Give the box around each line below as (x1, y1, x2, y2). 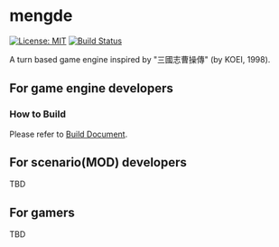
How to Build (9, 108, 66, 120)
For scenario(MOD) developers (9, 155, 188, 170)
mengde (9, 5, 73, 26)
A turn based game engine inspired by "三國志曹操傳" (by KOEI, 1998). (9, 53, 271, 64)
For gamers (9, 204, 75, 220)
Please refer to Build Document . (9, 128, 128, 139)
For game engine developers (9, 81, 174, 96)
